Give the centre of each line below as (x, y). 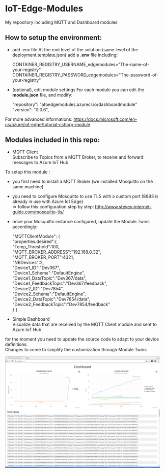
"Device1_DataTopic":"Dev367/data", (49, 278)
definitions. (16, 344)
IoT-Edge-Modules (44, 9)
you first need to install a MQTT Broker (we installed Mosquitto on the (82, 181)
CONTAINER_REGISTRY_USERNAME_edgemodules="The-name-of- (81, 64)
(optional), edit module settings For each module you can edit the (78, 90)
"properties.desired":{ (34, 241)
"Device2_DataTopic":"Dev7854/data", (51, 299)
